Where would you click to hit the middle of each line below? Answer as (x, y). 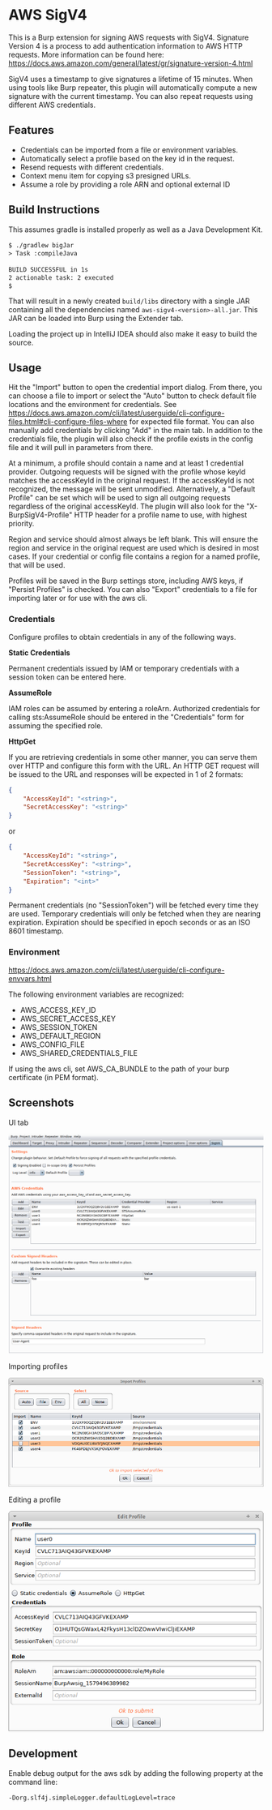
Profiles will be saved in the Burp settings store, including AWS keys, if (126, 581)
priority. (21, 524)
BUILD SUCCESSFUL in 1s (49, 269)
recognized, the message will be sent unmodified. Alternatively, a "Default (132, 489)
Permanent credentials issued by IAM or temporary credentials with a (124, 668)
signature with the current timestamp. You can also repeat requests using (131, 96)
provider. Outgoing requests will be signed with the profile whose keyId (127, 472)
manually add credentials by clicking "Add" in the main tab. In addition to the (136, 431)
